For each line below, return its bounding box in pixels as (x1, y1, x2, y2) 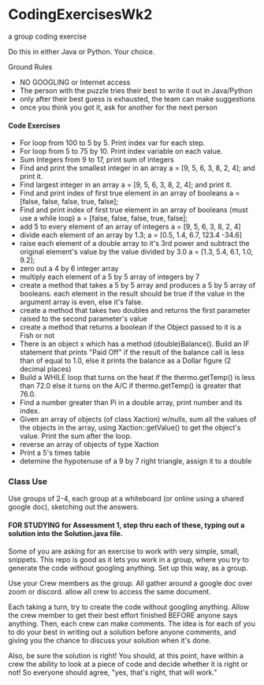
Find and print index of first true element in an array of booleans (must (19, 205, 248, 214)
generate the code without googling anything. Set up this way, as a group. (8, 563, 248, 572)
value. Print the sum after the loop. (19, 431, 132, 441)
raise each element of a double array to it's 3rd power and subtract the (19, 239, 250, 248)
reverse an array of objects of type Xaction (19, 440, 159, 449)
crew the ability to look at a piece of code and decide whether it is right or (8, 659, 248, 668)
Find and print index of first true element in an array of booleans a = (19, 188, 240, 198)
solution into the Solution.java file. (8, 529, 124, 538)
